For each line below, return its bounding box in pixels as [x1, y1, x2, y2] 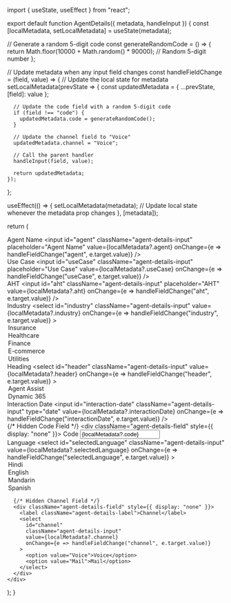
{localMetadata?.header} [7, 370, 78, 378]
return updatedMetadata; [13, 170, 85, 177]
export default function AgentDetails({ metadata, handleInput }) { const [7, 19, 209, 27]
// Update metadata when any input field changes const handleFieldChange [7, 68, 223, 76]
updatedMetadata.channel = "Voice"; [13, 140, 119, 146]
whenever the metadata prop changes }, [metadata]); [7, 209, 159, 217]
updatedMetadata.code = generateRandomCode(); [19, 115, 156, 122]
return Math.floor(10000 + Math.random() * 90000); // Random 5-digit [7, 48, 207, 55]
